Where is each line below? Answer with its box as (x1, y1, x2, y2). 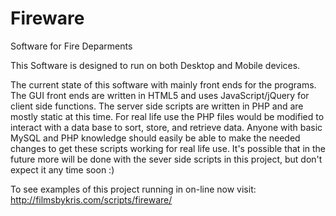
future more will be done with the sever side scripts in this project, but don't (10, 153, 323, 165)
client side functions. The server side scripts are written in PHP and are (10, 100, 304, 112)
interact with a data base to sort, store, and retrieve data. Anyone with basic (10, 121, 323, 133)
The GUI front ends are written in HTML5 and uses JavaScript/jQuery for (10, 89, 310, 101)
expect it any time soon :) (10, 163, 115, 176)
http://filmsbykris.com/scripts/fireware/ (10, 193, 173, 206)
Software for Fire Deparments (10, 40, 133, 52)
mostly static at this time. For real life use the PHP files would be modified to (10, 110, 325, 122)
